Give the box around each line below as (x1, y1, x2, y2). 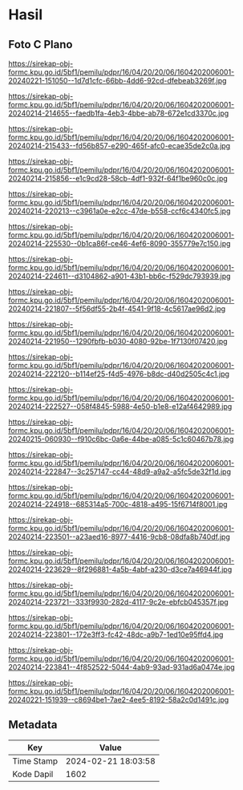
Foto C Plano (8, 38, 73, 51)
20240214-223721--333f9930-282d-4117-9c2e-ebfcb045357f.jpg (8, 598, 229, 606)
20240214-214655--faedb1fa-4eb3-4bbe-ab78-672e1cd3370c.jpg (8, 108, 229, 118)
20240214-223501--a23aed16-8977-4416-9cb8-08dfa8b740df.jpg (8, 532, 230, 541)
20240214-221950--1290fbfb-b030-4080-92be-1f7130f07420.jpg (8, 337, 228, 346)
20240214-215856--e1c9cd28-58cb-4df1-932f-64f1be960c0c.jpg (8, 174, 229, 183)
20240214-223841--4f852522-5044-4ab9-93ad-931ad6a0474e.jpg (8, 662, 235, 671)
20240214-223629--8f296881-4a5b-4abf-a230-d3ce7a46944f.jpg (8, 565, 233, 574)
